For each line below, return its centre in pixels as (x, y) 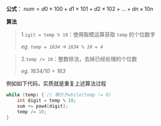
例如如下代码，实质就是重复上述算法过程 (56, 83)
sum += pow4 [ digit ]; (43, 106)
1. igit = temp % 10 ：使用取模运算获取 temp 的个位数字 (88, 34)
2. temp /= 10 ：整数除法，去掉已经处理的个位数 (79, 59)
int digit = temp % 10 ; (47, 100)
